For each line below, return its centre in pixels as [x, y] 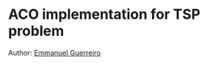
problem [36, 31]
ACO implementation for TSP [104, 14]
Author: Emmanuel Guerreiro [54, 52]
